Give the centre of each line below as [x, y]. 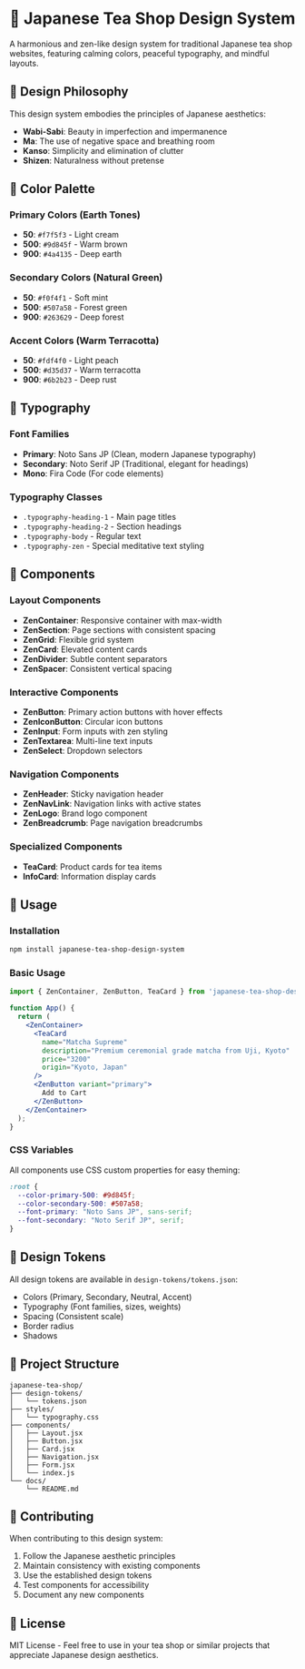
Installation [35, 931]
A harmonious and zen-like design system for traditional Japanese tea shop [151, 44]
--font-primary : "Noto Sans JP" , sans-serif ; [105, 1212]
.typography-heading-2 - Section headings [102, 526]
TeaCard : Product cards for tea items [92, 866]
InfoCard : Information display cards [89, 876]
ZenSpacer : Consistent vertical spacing [97, 668]
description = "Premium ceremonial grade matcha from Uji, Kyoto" [166, 1051]
